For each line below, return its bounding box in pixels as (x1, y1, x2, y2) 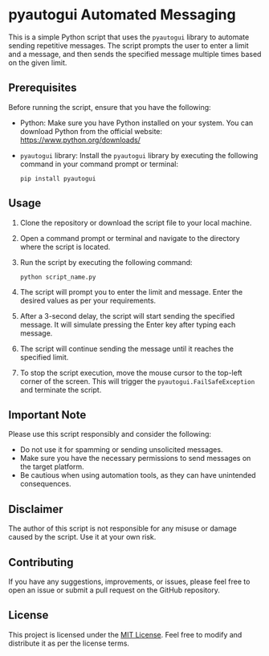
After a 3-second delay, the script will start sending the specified (19, 311, 235, 320)
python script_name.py (19, 273, 96, 281)
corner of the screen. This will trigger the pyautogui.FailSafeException (19, 376, 255, 386)
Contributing (8, 556, 74, 569)
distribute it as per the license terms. (8, 638, 130, 648)
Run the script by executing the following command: (19, 257, 193, 267)
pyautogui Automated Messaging (8, 6, 236, 24)
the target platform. (19, 462, 84, 471)
